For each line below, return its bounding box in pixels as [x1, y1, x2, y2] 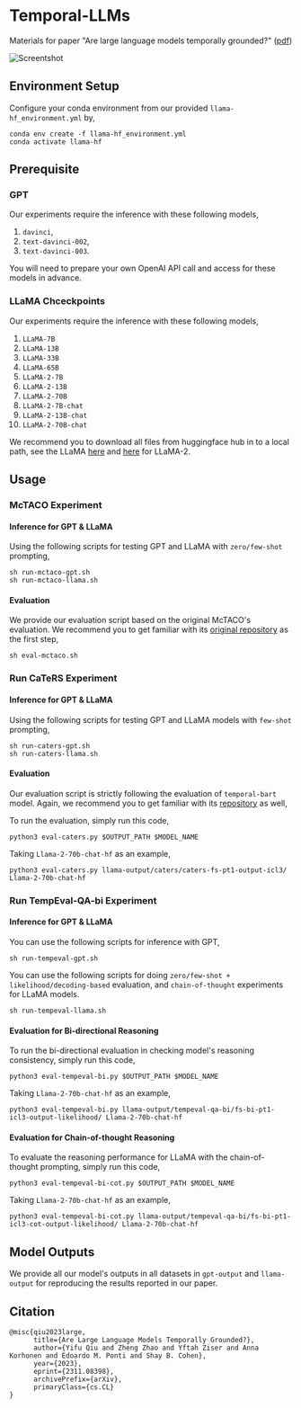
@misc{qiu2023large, [9, 1327, 87, 1336]
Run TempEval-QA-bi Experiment [9, 894, 157, 906]
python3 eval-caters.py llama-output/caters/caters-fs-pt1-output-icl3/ [9, 865, 288, 875]
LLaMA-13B [22, 343, 60, 353]
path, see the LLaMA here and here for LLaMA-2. [9, 446, 191, 457]
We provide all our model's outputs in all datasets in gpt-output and [9, 1269, 259, 1279]
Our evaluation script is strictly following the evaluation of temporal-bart [9, 788, 277, 798]
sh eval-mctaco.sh [9, 651, 78, 661]
